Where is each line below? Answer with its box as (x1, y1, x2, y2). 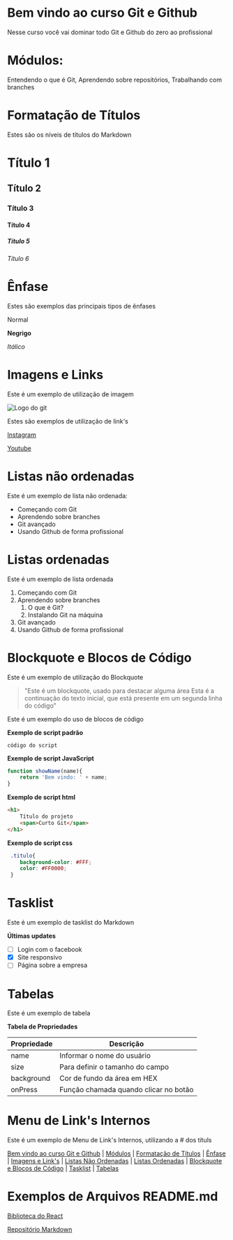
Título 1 (7, 155, 50, 170)
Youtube (7, 444, 31, 452)
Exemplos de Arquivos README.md (7, 1188, 218, 1204)
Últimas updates (7, 932, 56, 940)
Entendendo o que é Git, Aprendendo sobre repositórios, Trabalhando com (7, 75, 222, 84)
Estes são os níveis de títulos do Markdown (7, 130, 132, 139)
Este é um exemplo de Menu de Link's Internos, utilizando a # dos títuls (7, 1136, 212, 1144)
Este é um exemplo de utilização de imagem (7, 389, 134, 398)
